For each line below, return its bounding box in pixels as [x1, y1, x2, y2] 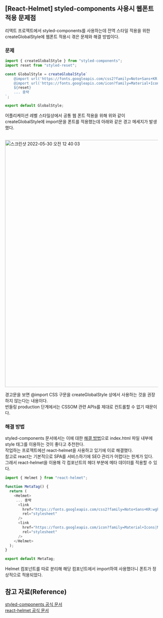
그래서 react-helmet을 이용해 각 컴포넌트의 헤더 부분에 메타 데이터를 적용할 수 [5, 460, 152, 466]
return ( [9, 489, 27, 494]
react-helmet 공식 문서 [5, 607, 49, 613]
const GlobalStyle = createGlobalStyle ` [5, 72, 88, 76]
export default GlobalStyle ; [5, 103, 64, 108]
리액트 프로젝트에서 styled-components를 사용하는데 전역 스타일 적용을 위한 [5, 27, 150, 33]
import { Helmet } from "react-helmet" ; [5, 475, 88, 481]
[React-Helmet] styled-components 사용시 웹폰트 [5, 4, 154, 13]
